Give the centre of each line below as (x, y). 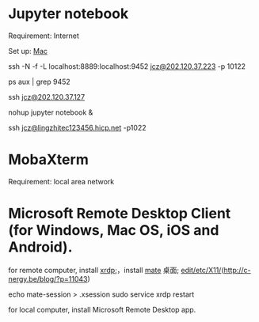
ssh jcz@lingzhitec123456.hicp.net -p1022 (77, 127)
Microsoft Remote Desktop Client (120, 214)
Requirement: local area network (61, 181)
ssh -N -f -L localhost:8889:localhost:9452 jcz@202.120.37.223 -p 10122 (127, 66)
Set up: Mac (28, 51)
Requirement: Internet (44, 36)
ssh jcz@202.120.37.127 (47, 97)
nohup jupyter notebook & (51, 112)
